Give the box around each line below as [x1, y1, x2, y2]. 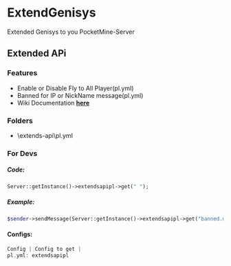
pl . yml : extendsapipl [7, 252, 69, 259]
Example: [7, 198, 35, 206]
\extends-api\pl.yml [16, 131, 74, 139]
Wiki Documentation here [16, 99, 90, 107]
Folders [7, 116, 33, 125]
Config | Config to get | [7, 245, 81, 252]
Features [7, 68, 38, 78]
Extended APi [7, 48, 67, 59]
